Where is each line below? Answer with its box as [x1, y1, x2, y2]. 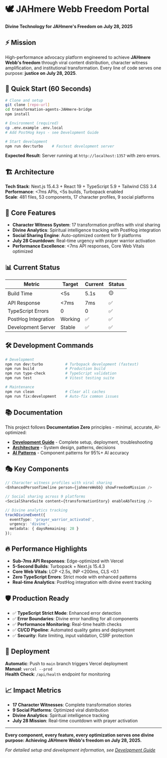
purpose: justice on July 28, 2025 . [5, 70, 77, 76]
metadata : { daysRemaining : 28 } [9, 526, 79, 531]
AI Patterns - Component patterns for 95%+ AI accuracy [12, 450, 129, 456]
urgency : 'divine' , [9, 521, 50, 526]
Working [60, 315, 81, 322]
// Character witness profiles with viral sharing [5, 481, 112, 486]
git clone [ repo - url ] [5, 102, 50, 107]
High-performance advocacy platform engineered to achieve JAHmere [5, 54, 151, 60]
